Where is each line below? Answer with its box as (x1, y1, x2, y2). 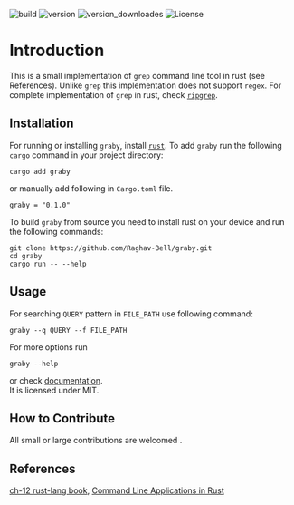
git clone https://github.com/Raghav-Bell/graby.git (9, 243, 213, 253)
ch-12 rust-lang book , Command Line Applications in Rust (9, 485, 224, 496)
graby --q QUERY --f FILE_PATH (9, 325, 128, 335)
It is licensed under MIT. (9, 384, 100, 395)
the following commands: (9, 226, 104, 237)
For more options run (9, 341, 88, 353)
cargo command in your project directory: (9, 150, 164, 160)
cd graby (9, 251, 43, 260)
